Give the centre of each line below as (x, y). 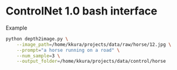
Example (17, 28)
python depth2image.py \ (37, 39)
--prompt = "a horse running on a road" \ (68, 50)
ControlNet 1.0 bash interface (82, 11)
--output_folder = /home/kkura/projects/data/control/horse (91, 62)
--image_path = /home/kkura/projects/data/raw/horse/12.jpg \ (94, 44)
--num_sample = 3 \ (38, 56)
